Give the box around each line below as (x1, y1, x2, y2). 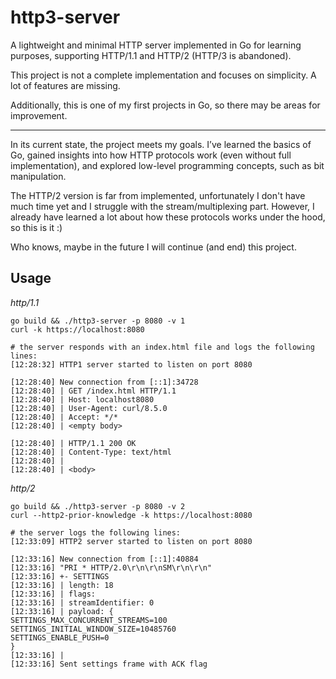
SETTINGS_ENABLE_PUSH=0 (10, 632, 110, 643)
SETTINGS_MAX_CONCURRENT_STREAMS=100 (10, 615, 168, 625)
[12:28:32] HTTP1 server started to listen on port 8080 (10, 359, 253, 370)
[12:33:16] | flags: (10, 589, 97, 599)
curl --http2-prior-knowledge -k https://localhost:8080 (10, 510, 253, 520)
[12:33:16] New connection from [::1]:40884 (10, 554, 199, 564)
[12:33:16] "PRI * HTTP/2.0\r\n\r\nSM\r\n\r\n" (10, 562, 213, 573)
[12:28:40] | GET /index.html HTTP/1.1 (10, 386, 177, 396)
